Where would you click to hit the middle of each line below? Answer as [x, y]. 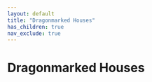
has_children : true [36, 27]
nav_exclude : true [34, 33]
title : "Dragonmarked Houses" [51, 20]
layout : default [31, 14]
